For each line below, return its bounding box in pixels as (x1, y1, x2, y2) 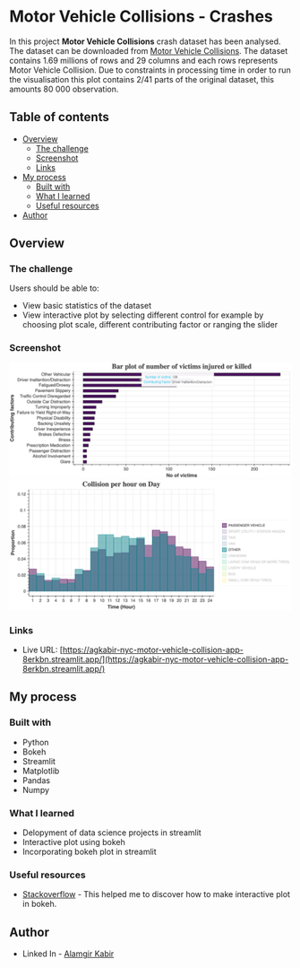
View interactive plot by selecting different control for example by (21, 310, 264, 320)
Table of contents (9, 109, 109, 125)
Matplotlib (21, 765, 60, 776)
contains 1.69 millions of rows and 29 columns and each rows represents (9, 55, 279, 65)
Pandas (21, 774, 51, 786)
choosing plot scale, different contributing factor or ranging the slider (21, 319, 279, 330)
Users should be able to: (9, 283, 100, 293)
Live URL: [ (21, 644, 64, 656)
